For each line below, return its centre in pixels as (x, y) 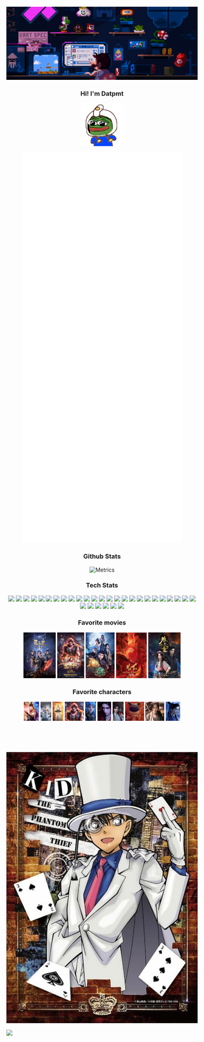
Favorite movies (102, 622)
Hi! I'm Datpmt (102, 93)
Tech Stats (102, 586)
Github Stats (102, 556)
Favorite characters (102, 692)
